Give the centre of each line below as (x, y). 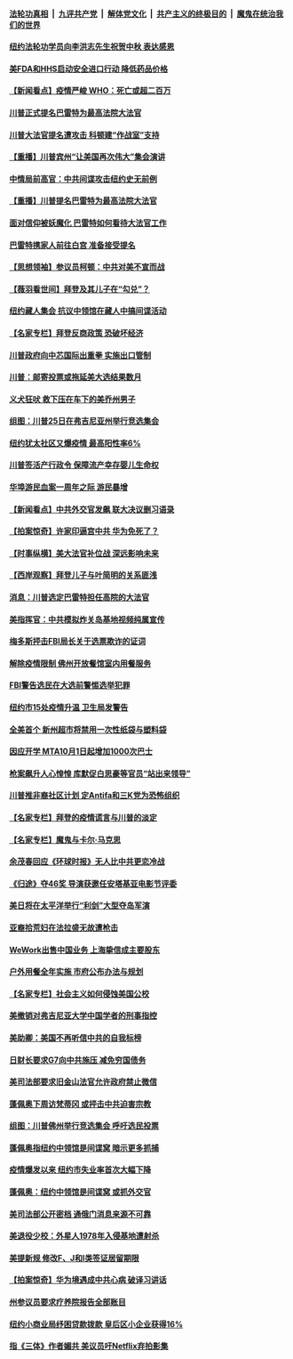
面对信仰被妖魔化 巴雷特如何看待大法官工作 (88, 222)
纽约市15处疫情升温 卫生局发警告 (69, 707)
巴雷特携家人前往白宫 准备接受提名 (72, 245)
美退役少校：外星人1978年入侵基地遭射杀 (84, 1236)
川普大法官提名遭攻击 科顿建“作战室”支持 (84, 134)
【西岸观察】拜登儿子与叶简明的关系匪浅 (83, 575)
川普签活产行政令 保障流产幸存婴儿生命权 (84, 465)
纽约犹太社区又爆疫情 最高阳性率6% (75, 443)
